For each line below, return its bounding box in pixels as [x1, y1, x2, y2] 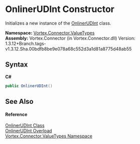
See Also [5, 97, 34, 106]
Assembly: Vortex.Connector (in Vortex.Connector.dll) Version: [5, 35, 135, 41]
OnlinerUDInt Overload [5, 128, 52, 134]
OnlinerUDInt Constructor [5, 4, 114, 15]
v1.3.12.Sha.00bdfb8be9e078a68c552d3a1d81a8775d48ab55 [5, 46, 132, 52]
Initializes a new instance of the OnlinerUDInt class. [5, 20, 111, 26]
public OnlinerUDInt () [5, 83, 53, 88]
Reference [5, 111, 28, 117]
